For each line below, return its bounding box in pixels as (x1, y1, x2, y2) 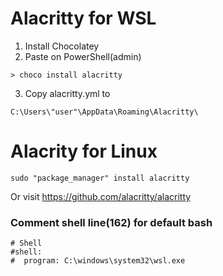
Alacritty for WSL (10, 7, 157, 30)
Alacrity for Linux (10, 140, 158, 163)
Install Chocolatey (24, 40, 100, 52)
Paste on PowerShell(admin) (24, 50, 142, 62)
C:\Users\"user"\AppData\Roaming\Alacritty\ (10, 107, 199, 117)
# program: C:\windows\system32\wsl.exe (10, 256, 186, 266)
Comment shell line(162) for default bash (10, 215, 213, 229)
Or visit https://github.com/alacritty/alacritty (10, 190, 192, 202)
